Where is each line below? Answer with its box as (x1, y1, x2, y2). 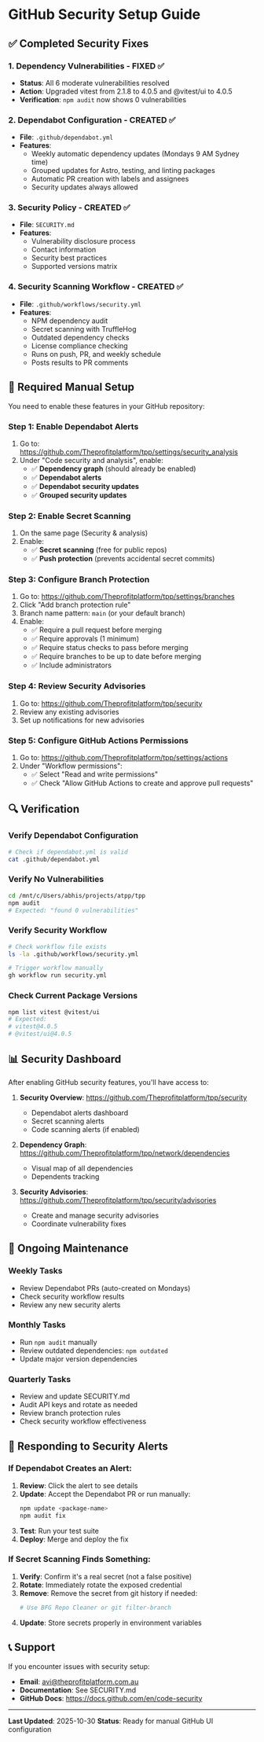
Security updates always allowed (31, 182, 138, 192)
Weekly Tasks (8, 1266, 63, 1277)
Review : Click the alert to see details (19, 1480, 138, 1490)
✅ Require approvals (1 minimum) (31, 634, 140, 644)
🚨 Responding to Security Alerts (8, 1439, 169, 1453)
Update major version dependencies (19, 1354, 137, 1363)
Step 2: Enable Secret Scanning (8, 510, 131, 521)
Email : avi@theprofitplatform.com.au (19, 1677, 139, 1686)
